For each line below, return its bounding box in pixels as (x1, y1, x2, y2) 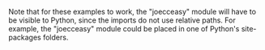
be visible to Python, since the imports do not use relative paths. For (8, 15, 237, 25)
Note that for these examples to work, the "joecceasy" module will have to (8, 7, 257, 16)
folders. (43, 32, 69, 42)
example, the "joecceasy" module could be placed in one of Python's (8, 24, 240, 33)
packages (8, 32, 42, 42)
